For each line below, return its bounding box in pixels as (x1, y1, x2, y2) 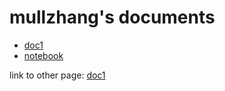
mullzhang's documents (9, 6, 216, 29)
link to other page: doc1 (9, 69, 106, 81)
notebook (23, 49, 64, 61)
